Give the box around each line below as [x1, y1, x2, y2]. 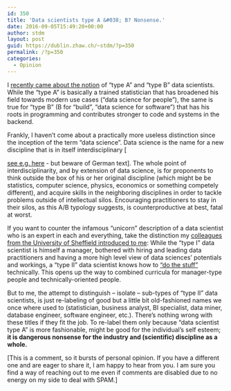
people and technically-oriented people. [7, 275, 122, 284]
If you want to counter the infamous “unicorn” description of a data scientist [7, 224, 223, 232]
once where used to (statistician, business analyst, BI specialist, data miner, [7, 303, 223, 311]
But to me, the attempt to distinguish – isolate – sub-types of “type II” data [7, 289, 218, 297]
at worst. [7, 210, 33, 219]
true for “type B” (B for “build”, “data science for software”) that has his [7, 102, 210, 111]
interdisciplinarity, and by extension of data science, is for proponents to [7, 166, 214, 174]
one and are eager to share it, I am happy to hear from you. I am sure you [7, 361, 216, 369]
